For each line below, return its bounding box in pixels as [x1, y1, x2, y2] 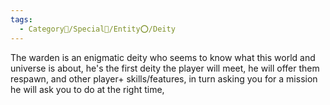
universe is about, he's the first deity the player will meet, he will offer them [10, 62, 320, 74]
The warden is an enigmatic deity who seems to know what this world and [10, 51, 316, 63]
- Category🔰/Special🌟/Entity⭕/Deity [19, 24, 176, 34]
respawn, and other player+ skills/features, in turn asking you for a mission [10, 72, 318, 85]
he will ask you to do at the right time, [10, 83, 165, 95]
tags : [10, 14, 33, 25]
